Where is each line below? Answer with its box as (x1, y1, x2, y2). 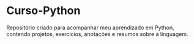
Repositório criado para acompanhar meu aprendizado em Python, (6, 24, 174, 31)
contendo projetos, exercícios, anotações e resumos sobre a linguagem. (6, 30, 188, 37)
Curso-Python (6, 4, 81, 18)
